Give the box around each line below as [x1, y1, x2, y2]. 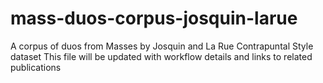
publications [10, 61, 62, 73]
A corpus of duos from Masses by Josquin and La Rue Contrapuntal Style [10, 40, 314, 52]
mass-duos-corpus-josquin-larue [10, 7, 298, 30]
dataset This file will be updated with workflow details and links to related [10, 50, 313, 62]
